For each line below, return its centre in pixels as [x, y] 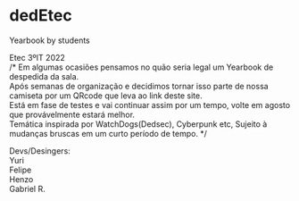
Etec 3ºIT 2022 [37, 57]
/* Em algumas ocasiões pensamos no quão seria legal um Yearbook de [141, 67]
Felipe [21, 170]
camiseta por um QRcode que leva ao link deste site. [106, 96]
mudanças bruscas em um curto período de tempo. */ [108, 133]
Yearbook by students [50, 40]
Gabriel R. [28, 188]
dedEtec [41, 16]
